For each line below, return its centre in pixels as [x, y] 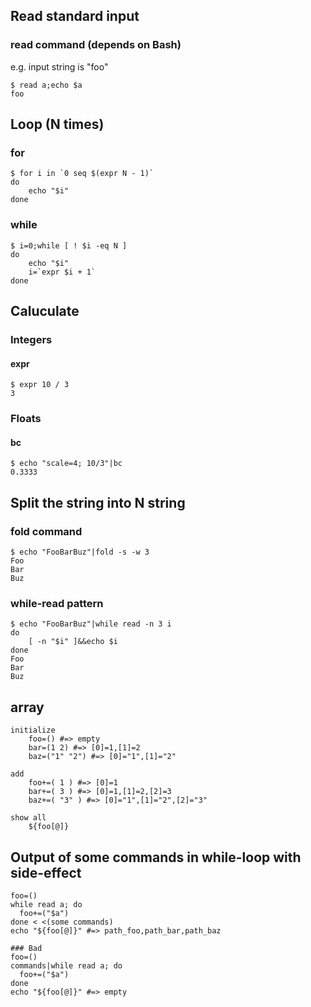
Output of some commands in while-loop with [156, 857]
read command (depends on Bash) [96, 45]
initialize [33, 730]
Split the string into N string [98, 502]
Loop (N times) [57, 124]
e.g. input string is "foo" [59, 66]
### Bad [26, 948]
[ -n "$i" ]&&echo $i [73, 642]
